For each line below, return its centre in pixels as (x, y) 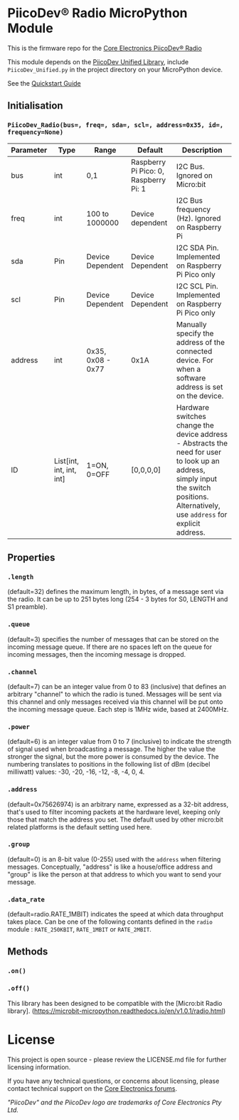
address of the (201, 342)
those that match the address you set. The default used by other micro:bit (116, 819)
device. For (195, 360)
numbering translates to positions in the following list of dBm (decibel (109, 765)
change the (195, 425)
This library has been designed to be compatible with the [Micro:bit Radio (115, 1003)
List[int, (67, 460)
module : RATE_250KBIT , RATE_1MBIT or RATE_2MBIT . (79, 929)
